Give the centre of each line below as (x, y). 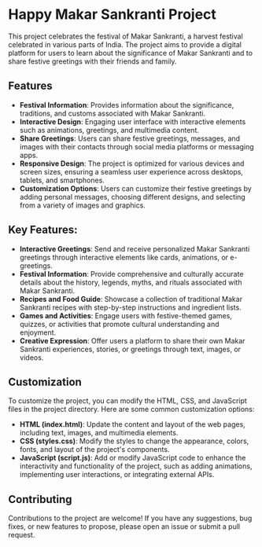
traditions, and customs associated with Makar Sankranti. (113, 113)
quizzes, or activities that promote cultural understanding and (119, 324)
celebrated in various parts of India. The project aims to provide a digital (125, 44)
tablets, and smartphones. (62, 180)
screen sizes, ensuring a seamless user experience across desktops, (131, 171)
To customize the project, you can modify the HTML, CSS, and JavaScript (128, 401)
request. (22, 535)
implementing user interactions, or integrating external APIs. (117, 475)
